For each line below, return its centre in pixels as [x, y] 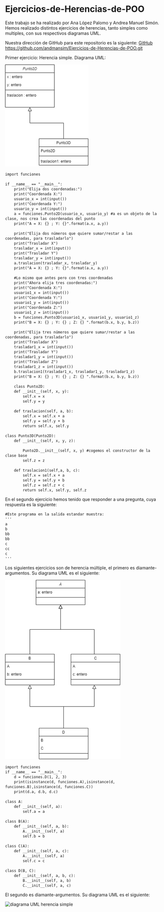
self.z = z [34, 460]
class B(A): [17, 821]
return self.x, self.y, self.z [55, 490]
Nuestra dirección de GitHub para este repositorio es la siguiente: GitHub [79, 42]
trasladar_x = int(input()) [42, 248]
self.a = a [34, 811]
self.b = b [34, 836]
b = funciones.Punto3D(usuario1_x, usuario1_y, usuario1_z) [77, 317]
